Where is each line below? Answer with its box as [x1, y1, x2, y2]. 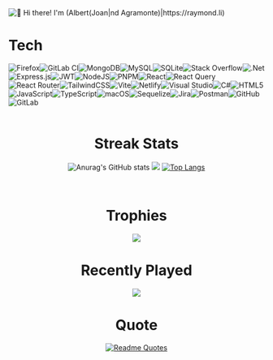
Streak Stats [93, 135, 180, 153]
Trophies [105, 207, 168, 225]
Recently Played [80, 261, 193, 279]
